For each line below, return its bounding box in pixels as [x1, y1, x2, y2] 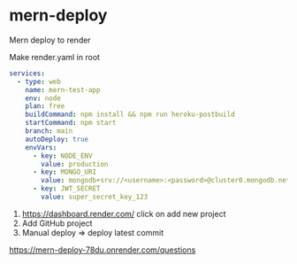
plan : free [25, 102, 65, 111]
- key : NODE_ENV [32, 151, 93, 160]
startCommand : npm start [25, 119, 117, 128]
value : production [41, 159, 109, 168]
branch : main [25, 127, 73, 136]
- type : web [17, 77, 62, 86]
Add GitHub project [21, 218, 93, 229]
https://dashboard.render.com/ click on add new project [21, 208, 226, 219]
